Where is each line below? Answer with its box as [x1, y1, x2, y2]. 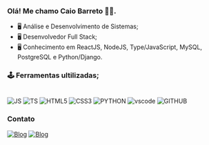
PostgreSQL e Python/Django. [17, 53, 103, 61]
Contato [7, 114, 35, 124]
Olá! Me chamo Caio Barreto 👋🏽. [7, 6, 117, 16]
